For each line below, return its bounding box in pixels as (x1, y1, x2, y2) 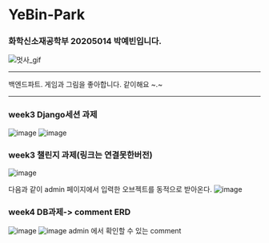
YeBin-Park (8, 6, 86, 24)
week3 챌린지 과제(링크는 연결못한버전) (8, 149, 153, 161)
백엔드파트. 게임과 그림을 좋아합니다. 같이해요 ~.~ (8, 80, 163, 90)
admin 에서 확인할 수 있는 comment (68, 226, 182, 236)
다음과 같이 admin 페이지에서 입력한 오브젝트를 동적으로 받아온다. (8, 185, 212, 194)
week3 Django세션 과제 (8, 110, 98, 121)
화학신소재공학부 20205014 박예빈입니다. (8, 36, 162, 47)
